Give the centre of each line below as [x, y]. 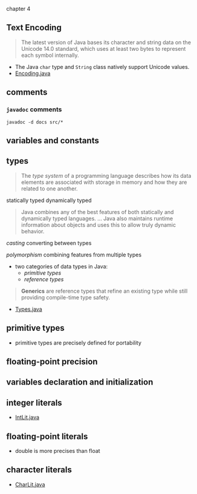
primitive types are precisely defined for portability [78, 343]
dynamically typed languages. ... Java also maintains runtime [97, 218]
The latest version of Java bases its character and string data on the [106, 42]
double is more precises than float [58, 450]
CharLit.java [30, 484]
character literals [39, 470]
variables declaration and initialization [80, 382]
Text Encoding [34, 28]
